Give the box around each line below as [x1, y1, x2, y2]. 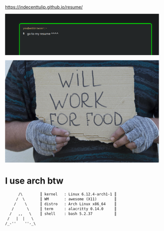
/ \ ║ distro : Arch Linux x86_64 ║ [14, 202, 117, 207]
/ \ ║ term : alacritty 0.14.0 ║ [11, 207, 117, 211]
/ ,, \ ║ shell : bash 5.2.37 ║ [9, 211, 117, 216]
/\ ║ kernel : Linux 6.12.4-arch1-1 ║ [18, 192, 117, 197]
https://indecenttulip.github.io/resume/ [5, 4, 83, 10]
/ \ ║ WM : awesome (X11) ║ [16, 197, 117, 202]
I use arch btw [5, 175, 63, 186]
